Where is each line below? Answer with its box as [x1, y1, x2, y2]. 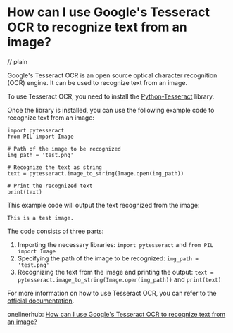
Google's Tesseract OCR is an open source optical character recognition [7, 71, 218, 80]
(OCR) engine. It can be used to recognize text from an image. [7, 78, 188, 87]
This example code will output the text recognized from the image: [7, 201, 200, 209]
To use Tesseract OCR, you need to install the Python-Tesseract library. [7, 92, 215, 101]
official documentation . [7, 296, 75, 305]
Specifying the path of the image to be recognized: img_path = [17, 254, 199, 263]
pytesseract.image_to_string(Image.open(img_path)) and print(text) [17, 275, 222, 284]
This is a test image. [7, 214, 74, 222]
